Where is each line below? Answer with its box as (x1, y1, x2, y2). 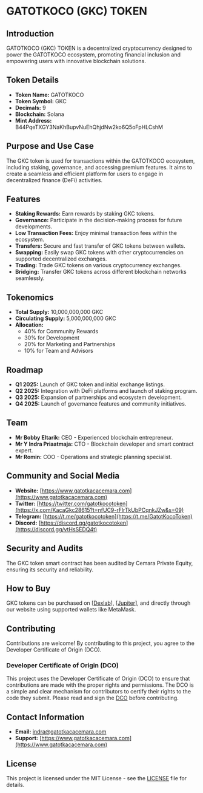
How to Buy (6, 583, 51, 593)
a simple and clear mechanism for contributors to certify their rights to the (6, 688, 191, 695)
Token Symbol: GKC (15, 97, 67, 104)
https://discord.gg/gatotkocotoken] (40, 519, 128, 526)
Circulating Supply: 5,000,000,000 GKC (15, 315, 116, 322)
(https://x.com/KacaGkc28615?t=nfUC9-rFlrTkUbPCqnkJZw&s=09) (15, 506, 184, 514)
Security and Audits (6, 543, 84, 554)
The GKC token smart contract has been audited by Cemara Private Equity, (6, 559, 193, 567)
